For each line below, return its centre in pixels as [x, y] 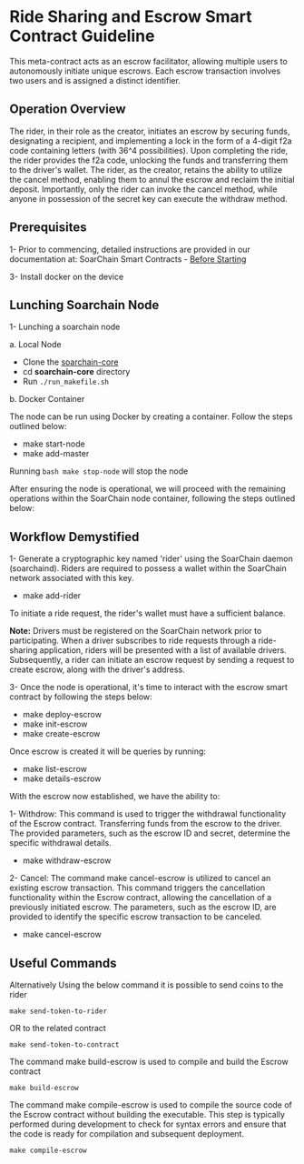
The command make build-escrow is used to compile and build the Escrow [149, 1062]
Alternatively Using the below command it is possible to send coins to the [147, 985]
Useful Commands [63, 963]
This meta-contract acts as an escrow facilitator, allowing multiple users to [148, 61]
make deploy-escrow [62, 715]
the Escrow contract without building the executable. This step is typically [147, 1114]
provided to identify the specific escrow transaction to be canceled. [136, 917]
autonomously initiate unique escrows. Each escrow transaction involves [145, 71]
